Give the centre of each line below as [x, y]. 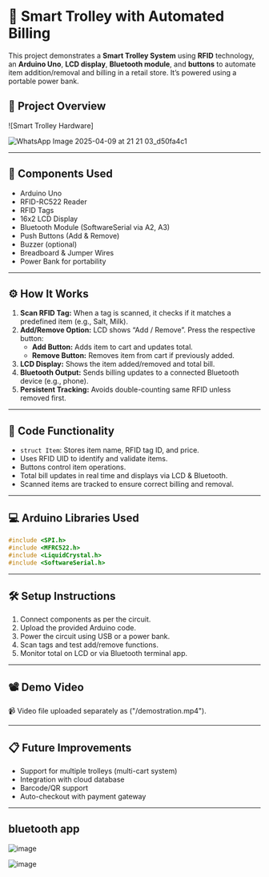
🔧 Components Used [61, 174]
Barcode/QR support [54, 787]
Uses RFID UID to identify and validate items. [94, 459]
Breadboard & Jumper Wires [67, 252]
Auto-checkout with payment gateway [83, 796]
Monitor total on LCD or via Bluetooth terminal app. [104, 654]
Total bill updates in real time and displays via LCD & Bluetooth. [124, 476]
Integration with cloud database [72, 779]
